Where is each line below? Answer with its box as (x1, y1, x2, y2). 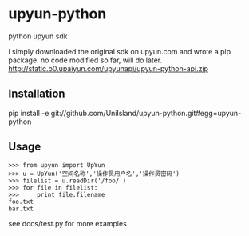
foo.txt (8, 198, 34, 206)
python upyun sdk (8, 31, 68, 41)
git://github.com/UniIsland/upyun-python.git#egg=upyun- (50, 108, 242, 118)
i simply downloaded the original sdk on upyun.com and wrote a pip (8, 46, 231, 56)
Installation (8, 87, 65, 101)
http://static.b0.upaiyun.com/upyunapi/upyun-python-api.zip (8, 63, 209, 73)
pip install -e (8, 108, 49, 118)
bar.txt (8, 205, 34, 213)
